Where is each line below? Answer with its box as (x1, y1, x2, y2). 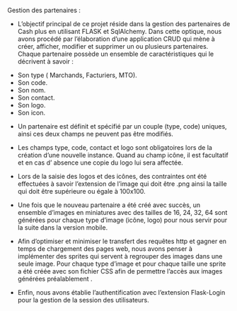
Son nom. (17, 86, 46, 94)
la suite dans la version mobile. (17, 223, 108, 232)
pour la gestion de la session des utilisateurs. (17, 296, 150, 304)
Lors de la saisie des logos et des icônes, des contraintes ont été (17, 172, 207, 180)
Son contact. (17, 93, 55, 102)
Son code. (17, 78, 48, 87)
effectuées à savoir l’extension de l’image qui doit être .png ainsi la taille (17, 180, 228, 188)
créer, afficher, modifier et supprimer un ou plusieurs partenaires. (17, 42, 209, 50)
